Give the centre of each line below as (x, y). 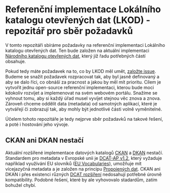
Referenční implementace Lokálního (83, 9)
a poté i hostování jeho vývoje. (37, 124)
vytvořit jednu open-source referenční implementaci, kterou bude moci (80, 87)
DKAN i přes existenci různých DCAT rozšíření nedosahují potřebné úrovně (83, 174)
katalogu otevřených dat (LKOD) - (78, 20)
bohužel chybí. (21, 185)
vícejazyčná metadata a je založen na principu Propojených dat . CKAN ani (83, 169)
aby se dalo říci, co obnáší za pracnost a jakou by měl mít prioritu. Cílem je (83, 82)
